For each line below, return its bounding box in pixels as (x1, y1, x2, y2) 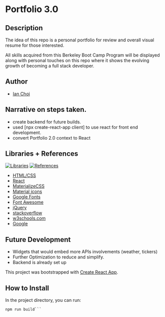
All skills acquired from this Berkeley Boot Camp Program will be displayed (5, 52, 160, 58)
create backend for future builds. (12, 118, 81, 124)
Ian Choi (12, 91, 30, 97)
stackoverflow (12, 210, 42, 216)
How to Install (5, 284, 49, 292)
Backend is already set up (12, 260, 67, 266)
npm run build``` (5, 307, 42, 312)
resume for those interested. (5, 42, 65, 48)
